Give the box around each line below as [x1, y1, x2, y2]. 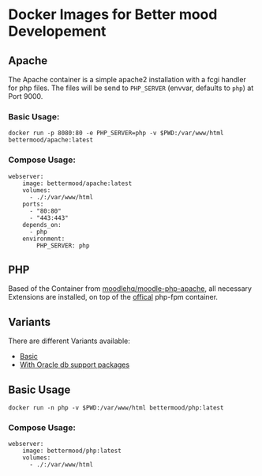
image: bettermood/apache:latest [22, 179, 133, 187]
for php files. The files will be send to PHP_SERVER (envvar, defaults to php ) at [8, 83, 254, 93]
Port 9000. [8, 92, 43, 100]
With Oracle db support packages [19, 360, 130, 369]
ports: [22, 200, 44, 208]
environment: [22, 235, 65, 243]
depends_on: [22, 221, 62, 229]
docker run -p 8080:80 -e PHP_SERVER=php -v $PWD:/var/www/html [8, 129, 224, 138]
